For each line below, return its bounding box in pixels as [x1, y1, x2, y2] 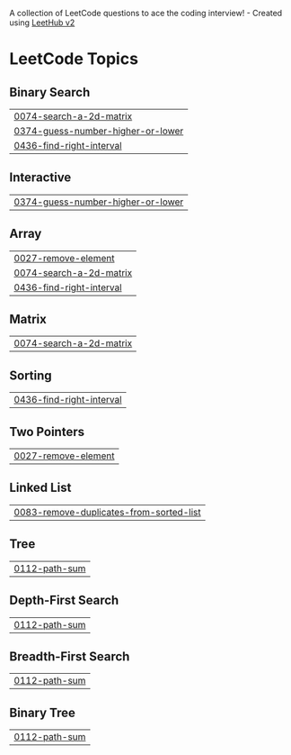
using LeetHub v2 [9, 17, 75, 28]
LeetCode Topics [9, 49, 139, 69]
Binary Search [9, 85, 91, 100]
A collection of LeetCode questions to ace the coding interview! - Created [9, 8, 283, 18]
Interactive [9, 170, 72, 186]
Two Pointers [9, 423, 85, 440]
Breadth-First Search [9, 649, 130, 664]
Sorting [9, 368, 52, 383]
